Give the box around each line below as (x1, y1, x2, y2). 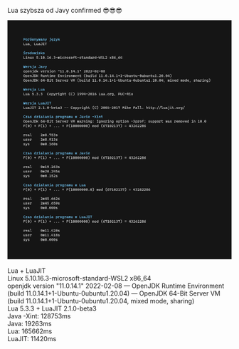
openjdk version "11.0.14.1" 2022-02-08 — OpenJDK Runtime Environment (7, 281, 225, 291)
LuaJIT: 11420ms (7, 335, 57, 343)
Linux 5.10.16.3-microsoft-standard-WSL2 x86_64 (7, 274, 152, 283)
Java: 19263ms (7, 320, 52, 328)
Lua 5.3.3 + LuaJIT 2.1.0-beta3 (7, 304, 97, 313)
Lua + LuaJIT (7, 266, 46, 275)
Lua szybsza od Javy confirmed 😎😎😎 (7, 6, 123, 14)
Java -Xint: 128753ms (7, 312, 71, 321)
